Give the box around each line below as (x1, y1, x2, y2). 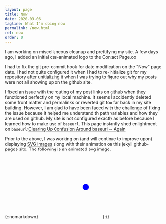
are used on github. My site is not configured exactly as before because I (5, 115, 155, 121)
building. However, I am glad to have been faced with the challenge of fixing (5, 105, 160, 111)
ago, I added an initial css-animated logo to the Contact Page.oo (5, 54, 137, 60)
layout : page (5, 7, 32, 12)
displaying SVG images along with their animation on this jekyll (5, 141, 133, 147)
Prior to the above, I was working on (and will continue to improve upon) (5, 135, 153, 142)
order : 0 (5, 35, 23, 40)
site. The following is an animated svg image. (19, 146, 111, 152)
